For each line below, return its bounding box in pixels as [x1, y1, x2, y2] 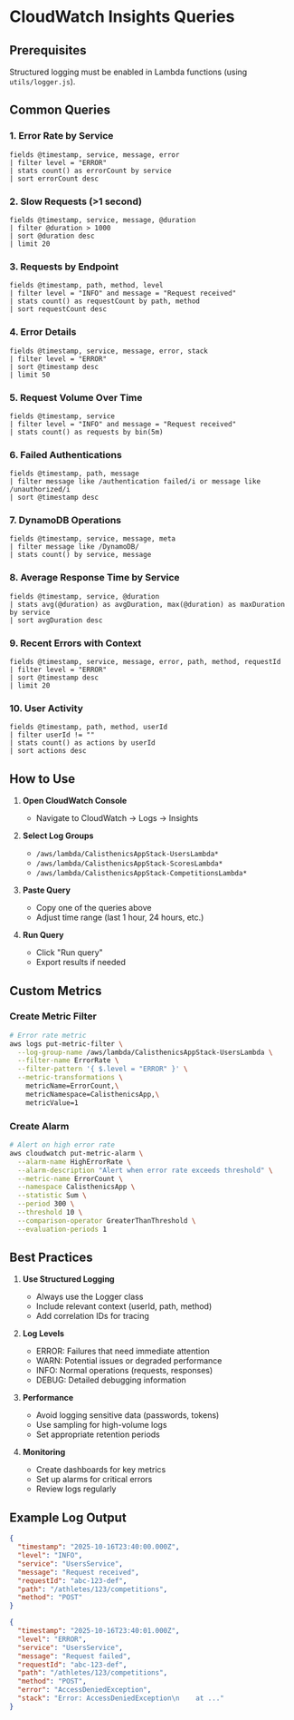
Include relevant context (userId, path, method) [35, 1301, 213, 1312]
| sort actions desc [9, 747, 88, 756]
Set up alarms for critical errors [35, 1474, 153, 1485]
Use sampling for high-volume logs [35, 1420, 167, 1431]
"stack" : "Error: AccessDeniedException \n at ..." [17, 1694, 224, 1703]
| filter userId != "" [9, 730, 95, 740]
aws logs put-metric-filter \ [9, 1039, 124, 1049]
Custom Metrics [9, 982, 102, 999]
